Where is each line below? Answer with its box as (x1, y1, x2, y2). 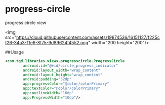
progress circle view (5, 20, 47, 26)
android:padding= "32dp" (23, 77, 72, 82)
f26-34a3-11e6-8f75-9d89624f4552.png (5, 39, 88, 45)
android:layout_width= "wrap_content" (23, 68, 100, 73)
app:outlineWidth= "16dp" (23, 91, 74, 96)
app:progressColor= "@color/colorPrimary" (23, 81, 110, 86)
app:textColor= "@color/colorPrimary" (23, 86, 100, 91)
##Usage (5, 49, 24, 55)
